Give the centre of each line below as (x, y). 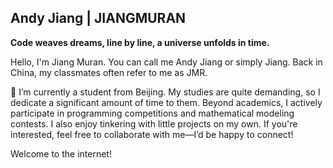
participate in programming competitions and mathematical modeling (152, 113)
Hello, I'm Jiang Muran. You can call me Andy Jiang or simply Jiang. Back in (166, 62)
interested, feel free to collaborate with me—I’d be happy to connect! (152, 134)
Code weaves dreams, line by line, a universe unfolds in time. (140, 42)
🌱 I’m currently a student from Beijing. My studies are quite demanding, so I (165, 92)
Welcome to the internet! (61, 153)
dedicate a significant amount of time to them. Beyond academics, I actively (166, 102)
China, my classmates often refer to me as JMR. (109, 72)
